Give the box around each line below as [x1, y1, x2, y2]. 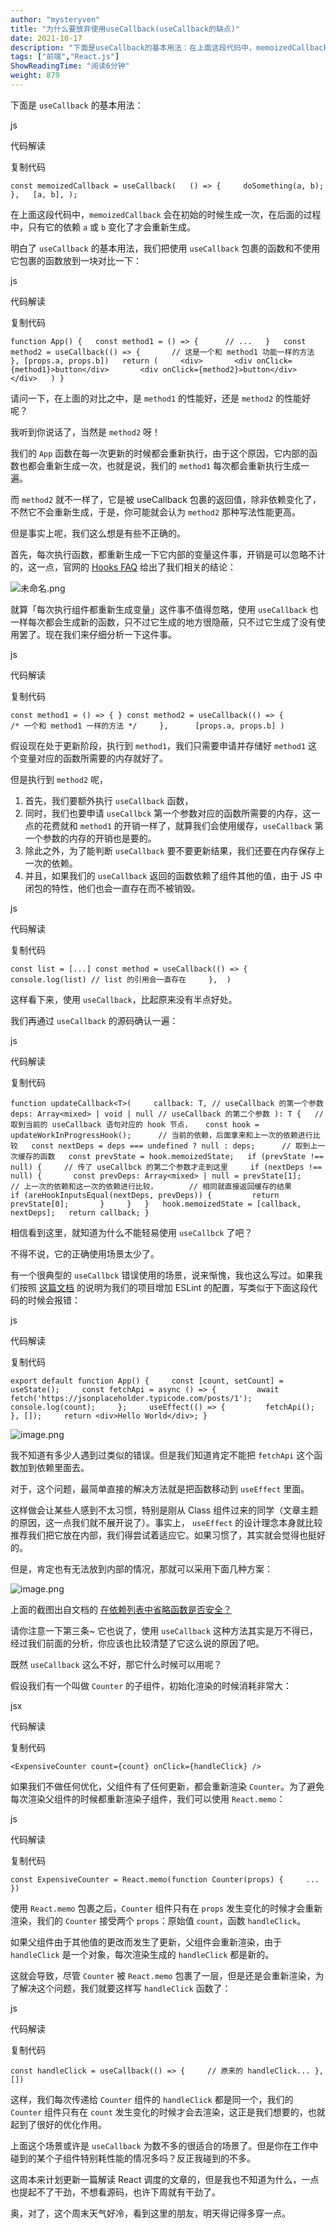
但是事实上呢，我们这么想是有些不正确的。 [10, 527, 186, 539]
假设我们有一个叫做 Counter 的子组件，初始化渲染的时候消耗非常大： [10, 1679, 292, 1691]
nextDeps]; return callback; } [10, 1207, 150, 1218]
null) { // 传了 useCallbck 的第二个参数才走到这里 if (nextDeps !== [10, 1162, 323, 1172]
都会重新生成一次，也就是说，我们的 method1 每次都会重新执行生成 [27, 459, 301, 471]
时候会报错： [27, 1294, 81, 1306]
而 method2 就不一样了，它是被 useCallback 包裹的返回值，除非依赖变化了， [10, 493, 322, 505]
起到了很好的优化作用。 [10, 2118, 107, 2130]
